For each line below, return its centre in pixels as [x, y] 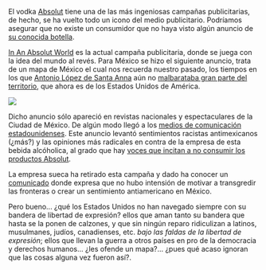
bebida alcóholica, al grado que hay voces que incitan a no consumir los [127, 150]
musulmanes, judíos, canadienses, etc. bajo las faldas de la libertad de [125, 232]
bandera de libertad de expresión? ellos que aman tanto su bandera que [127, 215]
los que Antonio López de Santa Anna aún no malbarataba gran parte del [128, 78]
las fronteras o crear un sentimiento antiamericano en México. [110, 191]
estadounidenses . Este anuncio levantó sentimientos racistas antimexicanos [133, 133]
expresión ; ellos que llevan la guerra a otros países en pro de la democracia [132, 241]
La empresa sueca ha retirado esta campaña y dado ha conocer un [118, 174]
